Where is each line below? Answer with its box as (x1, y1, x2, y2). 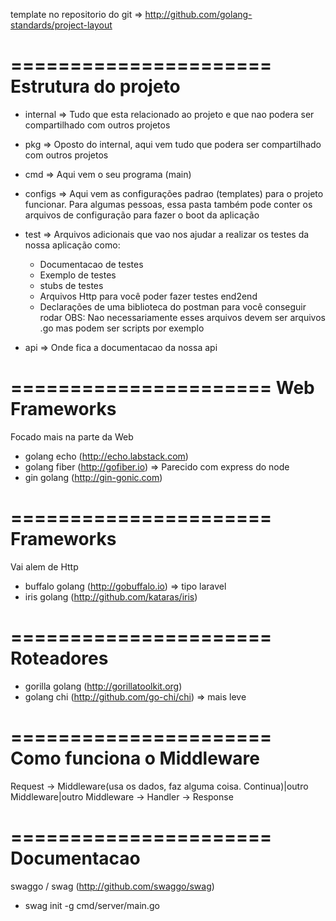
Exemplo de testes (39, 269, 117, 281)
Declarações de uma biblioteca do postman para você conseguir (39, 300, 307, 313)
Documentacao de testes (39, 258, 144, 270)
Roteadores (10, 647, 109, 669)
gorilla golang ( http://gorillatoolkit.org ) (24, 680, 183, 692)
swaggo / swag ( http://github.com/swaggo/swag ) (10, 880, 215, 892)
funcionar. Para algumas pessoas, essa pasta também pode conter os (24, 198, 313, 210)
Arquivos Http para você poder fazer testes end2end (39, 290, 258, 302)
